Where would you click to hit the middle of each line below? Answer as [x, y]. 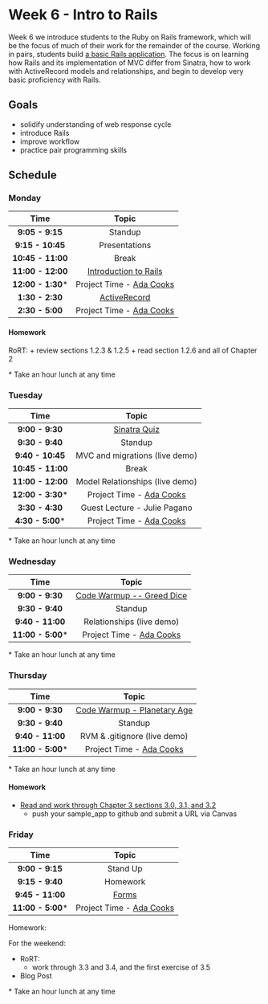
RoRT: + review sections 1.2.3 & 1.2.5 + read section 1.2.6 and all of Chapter [133, 350]
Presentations [125, 245]
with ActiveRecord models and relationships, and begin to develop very [126, 71]
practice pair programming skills [73, 149]
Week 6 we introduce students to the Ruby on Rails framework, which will [130, 37]
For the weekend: [37, 943]
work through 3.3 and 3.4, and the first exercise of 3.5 [121, 967]
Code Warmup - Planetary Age [134, 710]
